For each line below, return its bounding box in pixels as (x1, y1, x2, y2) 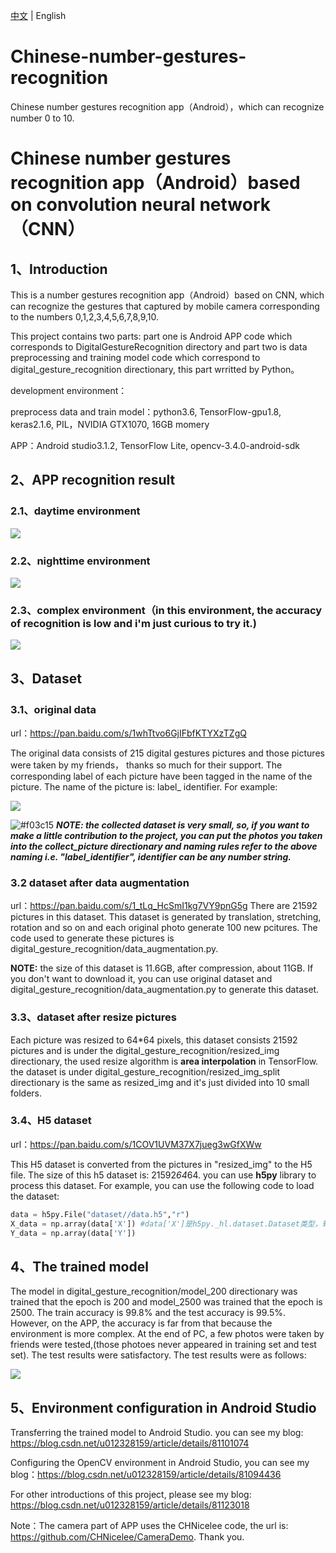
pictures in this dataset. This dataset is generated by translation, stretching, (10, 911, 322, 923)
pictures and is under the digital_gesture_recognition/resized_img (10, 1044, 280, 1056)
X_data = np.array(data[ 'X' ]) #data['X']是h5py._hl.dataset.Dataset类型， (10, 1219, 323, 1229)
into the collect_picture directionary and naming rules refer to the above (10, 840, 318, 852)
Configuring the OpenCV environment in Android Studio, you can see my (10, 1457, 310, 1469)
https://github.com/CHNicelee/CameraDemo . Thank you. (10, 1531, 245, 1543)
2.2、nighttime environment (10, 554, 151, 568)
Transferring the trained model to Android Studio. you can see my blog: (10, 1427, 304, 1439)
